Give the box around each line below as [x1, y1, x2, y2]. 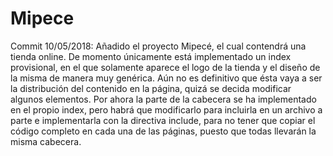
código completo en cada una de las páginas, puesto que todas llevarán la [10, 125, 317, 137]
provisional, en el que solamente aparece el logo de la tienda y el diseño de [10, 61, 321, 73]
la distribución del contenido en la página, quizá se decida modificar [10, 82, 292, 94]
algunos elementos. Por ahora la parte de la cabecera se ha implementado [10, 93, 317, 105]
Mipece [10, 7, 75, 30]
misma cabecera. [10, 135, 82, 147]
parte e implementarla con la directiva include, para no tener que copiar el [10, 114, 316, 126]
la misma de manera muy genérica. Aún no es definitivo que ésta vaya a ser [10, 72, 323, 84]
